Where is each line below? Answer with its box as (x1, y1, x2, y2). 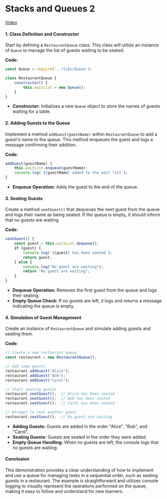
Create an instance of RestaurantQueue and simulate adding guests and (5, 325, 151, 332)
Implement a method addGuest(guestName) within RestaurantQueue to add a (5, 131, 158, 137)
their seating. (12, 292, 40, 298)
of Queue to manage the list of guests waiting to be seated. (5, 47, 125, 53)
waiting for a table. (12, 108, 51, 115)
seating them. (5, 331, 33, 337)
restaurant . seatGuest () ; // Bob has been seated (5, 396, 111, 401)
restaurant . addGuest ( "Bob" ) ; (5, 373, 66, 378)
